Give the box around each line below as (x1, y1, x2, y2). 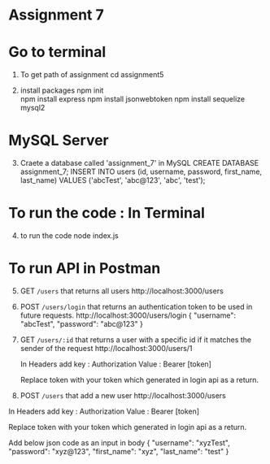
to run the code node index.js (20, 231, 120, 241)
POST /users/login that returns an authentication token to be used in (20, 301, 253, 311)
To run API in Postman (8, 259, 161, 278)
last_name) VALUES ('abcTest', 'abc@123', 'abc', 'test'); (20, 176, 206, 185)
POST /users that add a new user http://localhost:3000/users (20, 390, 226, 400)
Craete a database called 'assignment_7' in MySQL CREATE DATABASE (20, 158, 259, 168)
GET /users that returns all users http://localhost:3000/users (20, 286, 224, 296)
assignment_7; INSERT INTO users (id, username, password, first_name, (20, 167, 263, 176)
